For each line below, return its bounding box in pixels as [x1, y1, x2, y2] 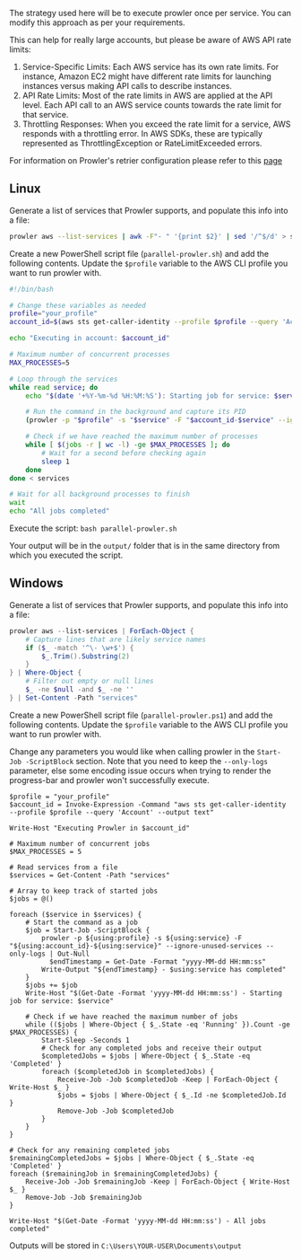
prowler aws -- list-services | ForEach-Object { [9, 626, 194, 636]
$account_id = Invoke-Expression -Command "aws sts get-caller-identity [9, 799, 287, 809]
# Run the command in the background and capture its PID [25, 408, 246, 417]
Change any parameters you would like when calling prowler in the [9, 745, 255, 757]
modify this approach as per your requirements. [9, 17, 185, 28]
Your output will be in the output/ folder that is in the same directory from [9, 541, 280, 551]
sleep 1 [41, 457, 70, 466]
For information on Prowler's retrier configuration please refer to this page [9, 155, 283, 165]
